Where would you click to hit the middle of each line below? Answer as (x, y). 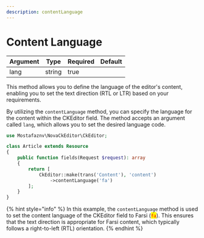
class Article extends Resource (47, 147)
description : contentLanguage (45, 12)
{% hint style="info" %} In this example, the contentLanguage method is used (102, 209)
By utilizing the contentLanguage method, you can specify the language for (99, 111)
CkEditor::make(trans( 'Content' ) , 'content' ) (97, 175)
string (54, 72)
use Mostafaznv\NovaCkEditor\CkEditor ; (57, 135)
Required (81, 61)
